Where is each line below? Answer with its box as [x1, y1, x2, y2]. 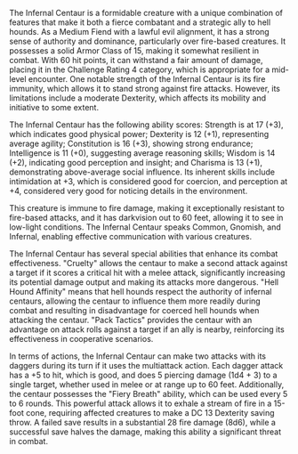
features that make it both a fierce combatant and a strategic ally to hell [9, 17, 271, 28]
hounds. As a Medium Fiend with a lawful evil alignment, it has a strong [9, 27, 270, 36]
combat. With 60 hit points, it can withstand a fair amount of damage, [9, 55, 263, 65]
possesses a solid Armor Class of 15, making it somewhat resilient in [9, 45, 260, 56]
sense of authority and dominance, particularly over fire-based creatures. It [9, 36, 286, 46]
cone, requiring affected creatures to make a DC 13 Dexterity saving [26, 408, 275, 418]
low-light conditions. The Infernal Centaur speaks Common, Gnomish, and [9, 222, 282, 232]
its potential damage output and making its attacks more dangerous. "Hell [9, 277, 278, 288]
